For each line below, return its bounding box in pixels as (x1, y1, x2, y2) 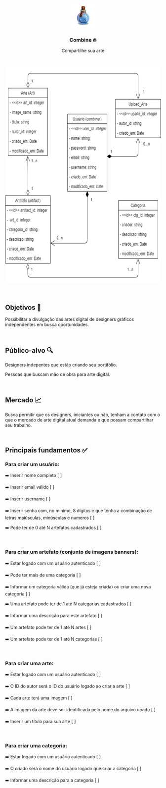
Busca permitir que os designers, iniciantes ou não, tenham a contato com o (5, 412, 161, 418)
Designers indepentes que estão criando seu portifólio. (5, 362, 117, 368)
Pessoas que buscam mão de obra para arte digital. (5, 371, 110, 377)
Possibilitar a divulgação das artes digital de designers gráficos (5, 316, 134, 322)
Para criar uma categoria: (5, 742, 68, 749)
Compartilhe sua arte (61, 48, 105, 53)
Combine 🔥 (69, 36, 97, 43)
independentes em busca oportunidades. (5, 321, 89, 328)
